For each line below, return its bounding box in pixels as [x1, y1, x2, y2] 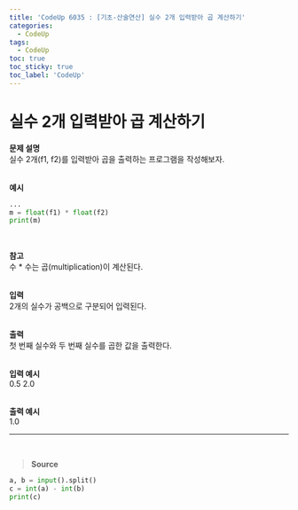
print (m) [9, 216, 42, 225]
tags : [9, 37, 29, 47]
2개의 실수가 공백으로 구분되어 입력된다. [9, 301, 147, 311]
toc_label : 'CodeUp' [9, 71, 86, 80]
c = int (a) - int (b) [9, 484, 86, 493]
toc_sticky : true [9, 63, 74, 72]
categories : [9, 21, 53, 30]
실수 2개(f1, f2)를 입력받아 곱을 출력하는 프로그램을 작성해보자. [9, 153, 225, 164]
